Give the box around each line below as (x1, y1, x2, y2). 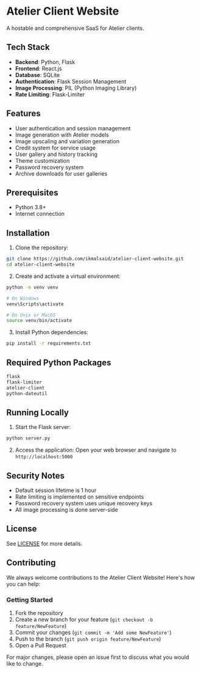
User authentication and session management (15, 124, 131, 132)
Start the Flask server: (15, 424, 71, 431)
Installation (6, 227, 50, 238)
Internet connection (15, 210, 65, 218)
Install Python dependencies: (15, 329, 88, 336)
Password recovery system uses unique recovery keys (15, 500, 153, 507)
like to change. (6, 660, 44, 667)
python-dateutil (6, 390, 48, 397)
